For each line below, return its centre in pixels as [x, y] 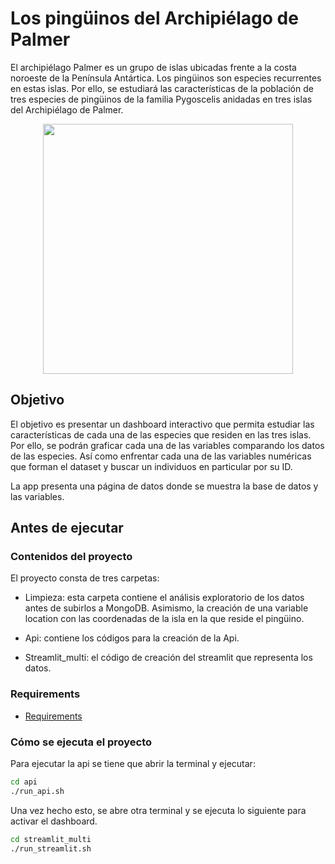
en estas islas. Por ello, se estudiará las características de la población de [162, 88]
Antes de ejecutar [67, 528]
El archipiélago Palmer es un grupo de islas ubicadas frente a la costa [153, 67]
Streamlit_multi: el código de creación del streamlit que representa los [168, 658]
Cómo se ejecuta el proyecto [81, 742]
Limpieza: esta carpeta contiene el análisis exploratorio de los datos [164, 598]
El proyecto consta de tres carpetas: [85, 578]
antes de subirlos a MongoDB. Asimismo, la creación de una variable [166, 608]
